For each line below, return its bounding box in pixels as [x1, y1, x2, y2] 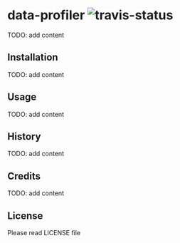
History [7, 130, 41, 143]
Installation [7, 51, 58, 63]
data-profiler [7, 7, 85, 24]
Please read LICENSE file [7, 229, 81, 237]
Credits [7, 170, 41, 182]
